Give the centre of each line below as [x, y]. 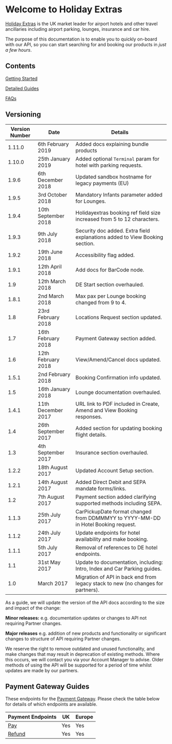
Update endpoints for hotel [108, 533]
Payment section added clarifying [116, 497]
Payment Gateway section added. [116, 338]
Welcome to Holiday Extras [64, 9]
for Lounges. [91, 201]
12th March [52, 281]
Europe [84, 717]
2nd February [54, 374]
